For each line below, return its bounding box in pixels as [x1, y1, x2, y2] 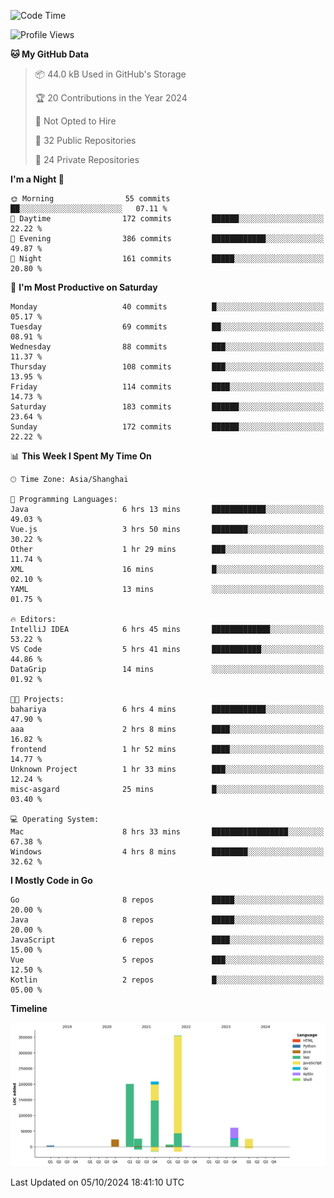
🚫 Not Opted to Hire [34, 115, 117, 127]
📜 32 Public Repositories [34, 135, 137, 146]
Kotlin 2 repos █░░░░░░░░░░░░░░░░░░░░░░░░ [10, 975, 325, 985]
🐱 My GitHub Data [10, 48, 90, 60]
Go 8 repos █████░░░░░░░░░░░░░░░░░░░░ [10, 895, 325, 905]
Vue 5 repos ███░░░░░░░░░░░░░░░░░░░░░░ [10, 955, 325, 965]
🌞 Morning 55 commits [10, 194, 171, 204]
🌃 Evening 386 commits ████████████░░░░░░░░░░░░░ [10, 234, 325, 244]
